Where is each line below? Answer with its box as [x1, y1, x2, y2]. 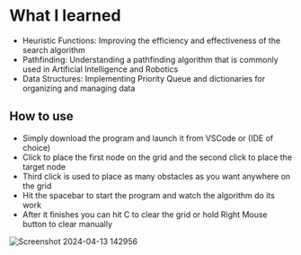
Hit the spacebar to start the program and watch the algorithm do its [22, 189, 276, 200]
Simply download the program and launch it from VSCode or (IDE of [22, 132, 274, 144]
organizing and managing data [22, 83, 136, 93]
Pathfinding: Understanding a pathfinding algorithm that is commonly [22, 54, 279, 65]
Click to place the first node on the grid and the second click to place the [22, 152, 293, 163]
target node [22, 161, 66, 171]
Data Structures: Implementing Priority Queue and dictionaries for [22, 73, 266, 84]
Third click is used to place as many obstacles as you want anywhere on [22, 171, 291, 181]
